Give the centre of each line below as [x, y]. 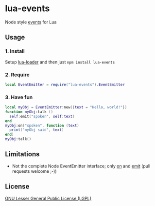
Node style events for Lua [31, 22]
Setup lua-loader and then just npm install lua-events [60, 62]
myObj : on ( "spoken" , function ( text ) [42, 125]
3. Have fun [19, 97]
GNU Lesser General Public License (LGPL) [48, 198]
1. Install [15, 51]
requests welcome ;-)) [34, 171]
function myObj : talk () [29, 112]
